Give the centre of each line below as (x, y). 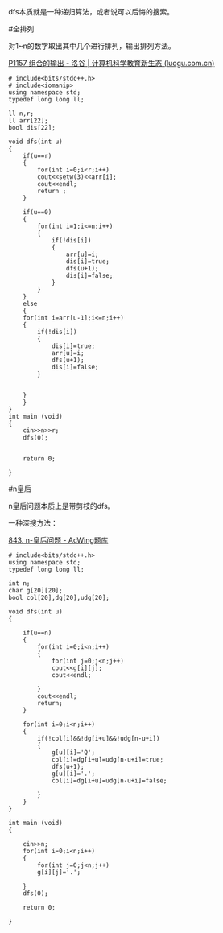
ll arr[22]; (28, 121)
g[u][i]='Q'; (73, 753)
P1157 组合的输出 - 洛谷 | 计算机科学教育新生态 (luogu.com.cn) (111, 63)
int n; (19, 584)
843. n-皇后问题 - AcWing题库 (58, 540)
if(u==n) (37, 633)
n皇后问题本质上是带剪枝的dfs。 (62, 506)
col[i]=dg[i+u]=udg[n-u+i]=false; (109, 781)
